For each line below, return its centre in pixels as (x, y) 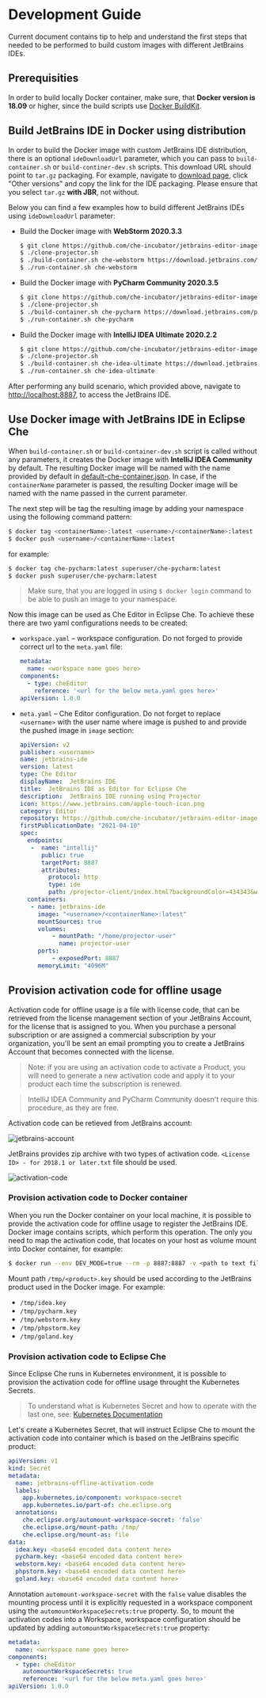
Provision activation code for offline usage (115, 991)
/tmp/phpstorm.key (50, 1328)
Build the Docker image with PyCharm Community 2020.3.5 (119, 283)
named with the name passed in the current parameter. (98, 493)
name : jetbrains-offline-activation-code (85, 1483)
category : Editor (48, 811)
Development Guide (75, 15)
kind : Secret (30, 1468)
